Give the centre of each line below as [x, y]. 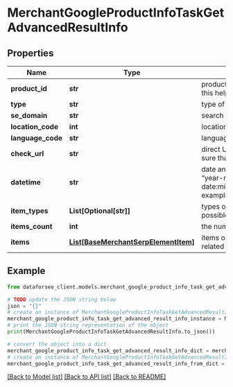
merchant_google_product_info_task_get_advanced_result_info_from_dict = [116, 363]
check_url [27, 154]
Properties [31, 53]
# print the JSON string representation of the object [88, 325]
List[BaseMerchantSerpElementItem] [132, 242]
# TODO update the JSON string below [62, 300]
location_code [35, 127]
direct [211, 149]
